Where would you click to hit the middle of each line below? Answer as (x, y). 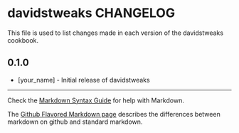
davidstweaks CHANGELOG (91, 13)
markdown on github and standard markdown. (75, 122)
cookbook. (23, 40)
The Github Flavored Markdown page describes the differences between (114, 114)
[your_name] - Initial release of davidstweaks (84, 80)
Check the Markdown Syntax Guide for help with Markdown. (96, 100)
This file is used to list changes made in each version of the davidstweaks (116, 33)
